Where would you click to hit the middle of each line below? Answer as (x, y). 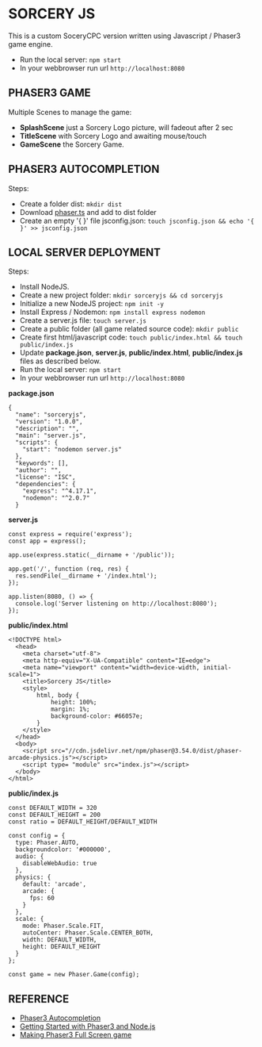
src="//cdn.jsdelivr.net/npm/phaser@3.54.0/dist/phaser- (146, 751)
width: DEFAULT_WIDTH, (60, 940)
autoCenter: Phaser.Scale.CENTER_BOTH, (88, 933)
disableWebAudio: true (60, 864)
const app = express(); (47, 541)
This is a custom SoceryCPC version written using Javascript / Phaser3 (125, 36)
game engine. (30, 44)
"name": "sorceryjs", (51, 415)
